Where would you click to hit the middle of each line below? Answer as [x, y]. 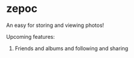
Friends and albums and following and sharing [71, 48]
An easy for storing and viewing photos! [55, 25]
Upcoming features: [31, 36]
